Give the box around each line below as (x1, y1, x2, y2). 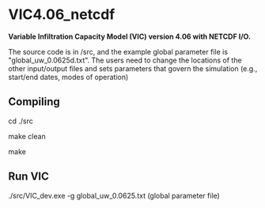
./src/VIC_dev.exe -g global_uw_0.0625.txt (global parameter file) (8, 191, 220, 200)
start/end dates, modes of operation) (8, 72, 129, 81)
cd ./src (8, 116, 34, 126)
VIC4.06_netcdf (8, 6, 115, 24)
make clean (8, 131, 46, 141)
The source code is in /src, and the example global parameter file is (8, 47, 228, 56)
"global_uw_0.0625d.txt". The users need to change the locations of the (8, 55, 243, 65)
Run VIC (8, 170, 50, 183)
